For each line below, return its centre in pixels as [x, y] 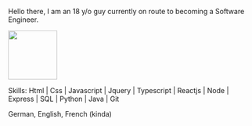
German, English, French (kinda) [60, 114]
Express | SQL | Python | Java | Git [64, 99]
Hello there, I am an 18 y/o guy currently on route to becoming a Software [126, 11]
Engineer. [23, 20]
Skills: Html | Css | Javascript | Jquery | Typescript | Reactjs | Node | [119, 90]
